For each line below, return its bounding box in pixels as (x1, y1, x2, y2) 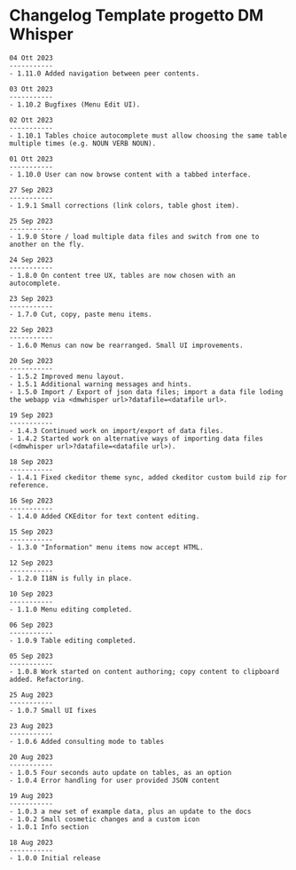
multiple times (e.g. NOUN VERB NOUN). (9, 138, 157, 147)
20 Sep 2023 (9, 356, 53, 365)
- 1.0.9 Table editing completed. (9, 636, 137, 645)
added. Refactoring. (9, 675, 86, 684)
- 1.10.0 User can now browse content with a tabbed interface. (9, 170, 252, 178)
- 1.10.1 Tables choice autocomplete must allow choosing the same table (9, 130, 288, 140)
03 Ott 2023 (9, 84, 53, 93)
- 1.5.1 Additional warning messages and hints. (9, 379, 192, 389)
